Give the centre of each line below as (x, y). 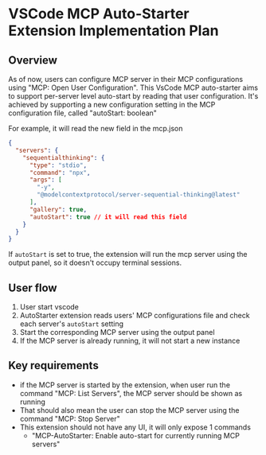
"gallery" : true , (58, 209)
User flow (33, 288)
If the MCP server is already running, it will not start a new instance (130, 341)
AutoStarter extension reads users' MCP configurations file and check (135, 316)
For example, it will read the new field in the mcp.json (96, 128)
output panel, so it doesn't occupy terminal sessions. (95, 262)
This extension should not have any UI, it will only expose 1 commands (135, 427)
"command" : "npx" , (60, 173)
